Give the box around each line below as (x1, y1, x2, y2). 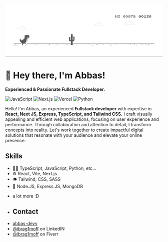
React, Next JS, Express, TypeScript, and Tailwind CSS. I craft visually (5, 111, 152, 117)
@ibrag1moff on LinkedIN (12, 226, 65, 232)
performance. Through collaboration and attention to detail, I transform (5, 121, 151, 127)
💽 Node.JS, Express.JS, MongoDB (12, 183, 83, 189)
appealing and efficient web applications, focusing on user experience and (5, 116, 159, 122)
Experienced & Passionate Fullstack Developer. (5, 86, 105, 92)
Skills (5, 152, 22, 161)
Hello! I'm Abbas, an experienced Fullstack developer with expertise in (5, 105, 152, 111)
